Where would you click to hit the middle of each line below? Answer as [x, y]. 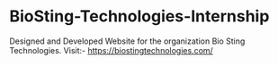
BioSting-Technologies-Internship [139, 16]
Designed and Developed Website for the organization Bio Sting [127, 41]
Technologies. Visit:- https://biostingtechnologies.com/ [111, 50]
